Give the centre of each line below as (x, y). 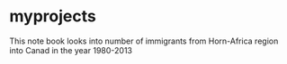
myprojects (53, 16)
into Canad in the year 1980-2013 (71, 50)
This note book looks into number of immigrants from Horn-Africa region (144, 41)
